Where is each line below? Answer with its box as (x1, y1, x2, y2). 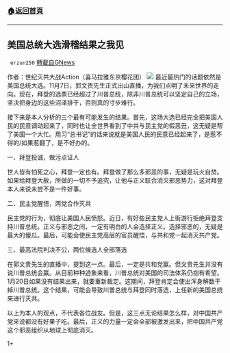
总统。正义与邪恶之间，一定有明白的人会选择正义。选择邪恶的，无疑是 (25, 222, 223, 231)
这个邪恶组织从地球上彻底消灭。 (7, 326, 97, 335)
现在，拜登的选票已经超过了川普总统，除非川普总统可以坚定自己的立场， (18, 90, 223, 99)
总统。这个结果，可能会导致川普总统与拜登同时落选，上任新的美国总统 (25, 286, 223, 294)
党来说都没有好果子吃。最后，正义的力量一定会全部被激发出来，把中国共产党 (7, 317, 223, 326)
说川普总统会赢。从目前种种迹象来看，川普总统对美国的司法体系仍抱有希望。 (7, 269, 223, 277)
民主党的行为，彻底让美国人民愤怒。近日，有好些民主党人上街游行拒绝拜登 (7, 214, 217, 222)
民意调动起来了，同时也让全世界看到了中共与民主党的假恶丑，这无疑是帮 (18, 122, 223, 130)
